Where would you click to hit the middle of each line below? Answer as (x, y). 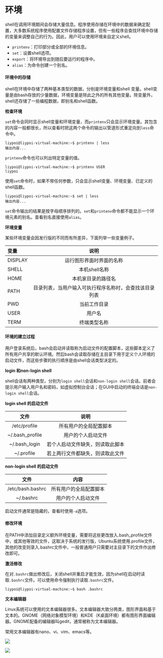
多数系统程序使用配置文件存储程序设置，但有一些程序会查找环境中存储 (88, 30)
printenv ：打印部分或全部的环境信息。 (51, 47)
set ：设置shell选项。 (33, 53)
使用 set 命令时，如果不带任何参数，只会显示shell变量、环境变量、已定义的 (79, 181)
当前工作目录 (94, 304)
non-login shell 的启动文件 (32, 466)
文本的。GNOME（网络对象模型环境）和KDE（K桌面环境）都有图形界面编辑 (81, 615)
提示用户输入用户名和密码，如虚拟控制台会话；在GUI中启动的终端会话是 (77, 387)
